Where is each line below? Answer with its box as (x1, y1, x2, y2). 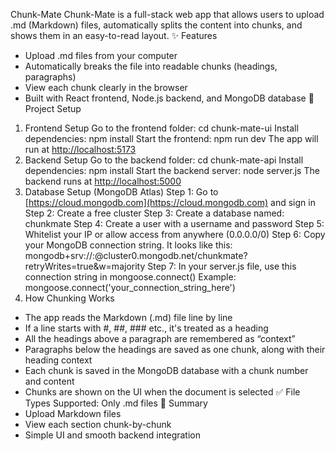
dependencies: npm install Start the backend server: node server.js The (24, 165, 320, 176)
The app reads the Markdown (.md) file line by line (24, 312, 233, 323)
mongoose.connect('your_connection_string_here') (24, 282, 236, 293)
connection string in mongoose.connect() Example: (24, 271, 237, 283)
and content (24, 375, 75, 387)
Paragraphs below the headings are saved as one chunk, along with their (24, 344, 326, 355)
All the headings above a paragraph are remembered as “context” (24, 333, 296, 344)
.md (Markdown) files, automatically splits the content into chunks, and (10, 19, 303, 31)
